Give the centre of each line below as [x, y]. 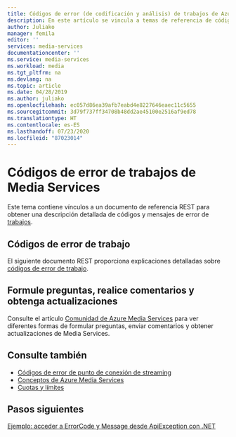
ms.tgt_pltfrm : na [34, 72]
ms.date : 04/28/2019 [38, 92]
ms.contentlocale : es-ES [44, 125]
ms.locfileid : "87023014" [45, 138]
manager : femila [31, 33]
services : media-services [45, 46]
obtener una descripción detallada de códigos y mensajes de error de [108, 214]
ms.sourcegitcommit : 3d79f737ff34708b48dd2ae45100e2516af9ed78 [102, 112]
